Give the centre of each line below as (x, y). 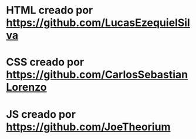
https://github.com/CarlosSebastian (97, 75)
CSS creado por (45, 62)
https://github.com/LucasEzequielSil (98, 23)
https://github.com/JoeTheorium (88, 127)
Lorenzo (26, 87)
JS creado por (41, 114)
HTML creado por (50, 10)
